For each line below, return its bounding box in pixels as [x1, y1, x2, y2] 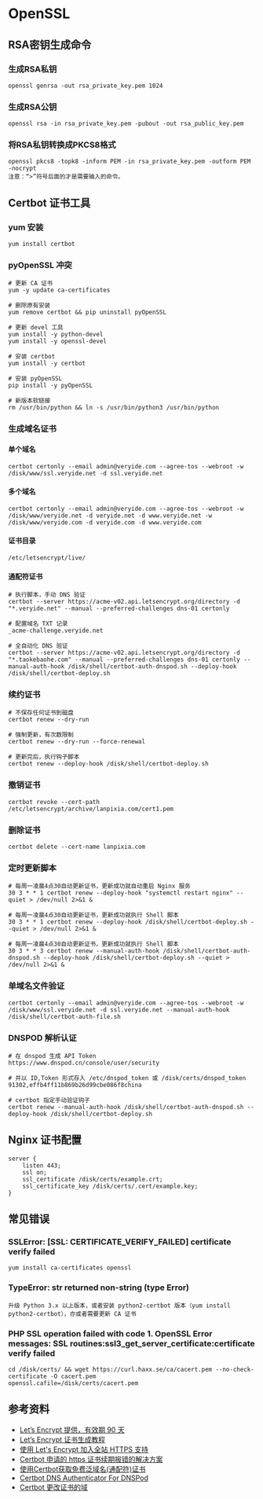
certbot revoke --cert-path [8, 798, 100, 806]
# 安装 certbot [8, 353, 56, 361]
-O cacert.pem [49, 1372, 97, 1380]
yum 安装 [8, 222, 44, 233]
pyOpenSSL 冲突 [8, 260, 72, 271]
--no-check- [215, 1365, 255, 1374]
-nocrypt [8, 164, 37, 173]
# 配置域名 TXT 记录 [8, 620, 68, 628]
